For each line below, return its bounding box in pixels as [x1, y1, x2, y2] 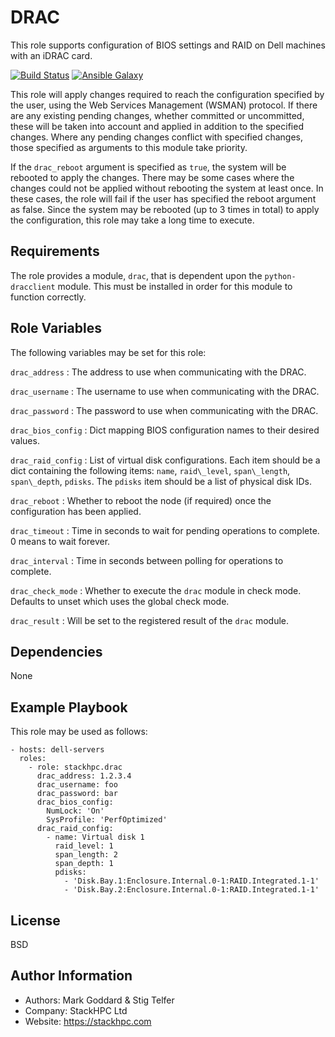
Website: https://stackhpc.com [24, 1015, 152, 1027]
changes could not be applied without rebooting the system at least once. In [10, 182, 324, 194]
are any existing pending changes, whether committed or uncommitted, [10, 109, 305, 121]
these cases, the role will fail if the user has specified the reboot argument [10, 192, 317, 205]
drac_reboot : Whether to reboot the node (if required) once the [10, 494, 272, 506]
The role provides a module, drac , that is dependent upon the [10, 269, 263, 281]
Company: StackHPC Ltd [24, 1004, 128, 1016]
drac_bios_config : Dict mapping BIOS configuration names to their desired [10, 424, 320, 436]
